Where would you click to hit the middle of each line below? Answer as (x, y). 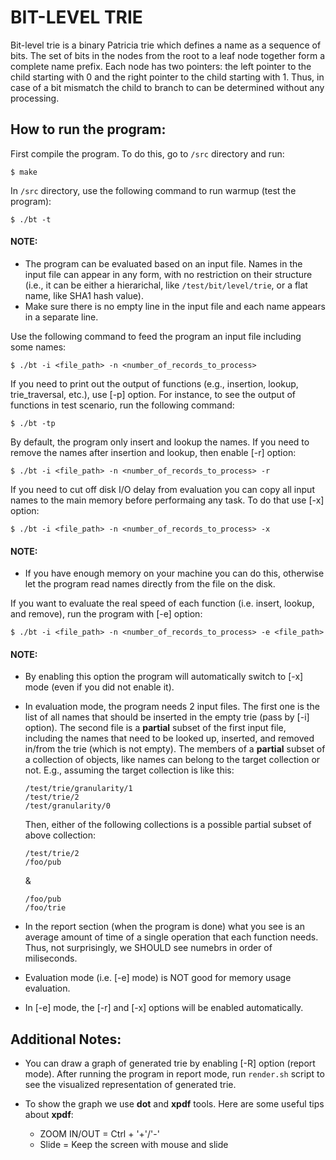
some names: (38, 347)
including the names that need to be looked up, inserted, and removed (169, 738)
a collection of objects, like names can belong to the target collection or (172, 760)
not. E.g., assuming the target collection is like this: (129, 770)
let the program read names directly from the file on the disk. (150, 584)
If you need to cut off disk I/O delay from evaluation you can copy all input (162, 489)
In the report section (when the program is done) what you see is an (164, 927)
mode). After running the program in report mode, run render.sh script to (174, 1074)
